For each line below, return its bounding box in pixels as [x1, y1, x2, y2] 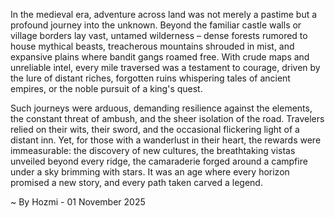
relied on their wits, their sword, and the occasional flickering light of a [10, 124, 300, 135]
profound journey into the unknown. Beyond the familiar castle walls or [10, 19, 302, 31]
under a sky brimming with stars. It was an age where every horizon [10, 166, 290, 178]
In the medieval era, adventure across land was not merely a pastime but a [10, 9, 318, 20]
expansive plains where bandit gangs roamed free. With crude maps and [10, 51, 310, 63]
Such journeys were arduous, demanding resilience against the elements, [10, 102, 313, 114]
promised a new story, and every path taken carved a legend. [10, 177, 263, 188]
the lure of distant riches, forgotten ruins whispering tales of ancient [10, 72, 291, 84]
